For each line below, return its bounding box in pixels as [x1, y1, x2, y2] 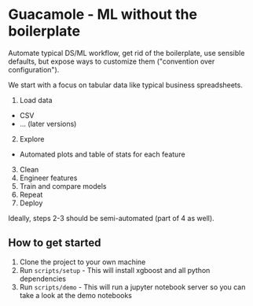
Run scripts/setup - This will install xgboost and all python [19, 265, 211, 275]
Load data [19, 95, 53, 105]
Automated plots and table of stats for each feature [19, 149, 186, 159]
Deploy [19, 198, 43, 208]
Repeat [19, 190, 43, 199]
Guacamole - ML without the [8, 6, 198, 24]
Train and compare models [19, 181, 107, 190]
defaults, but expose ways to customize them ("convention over [8, 57, 215, 66]
